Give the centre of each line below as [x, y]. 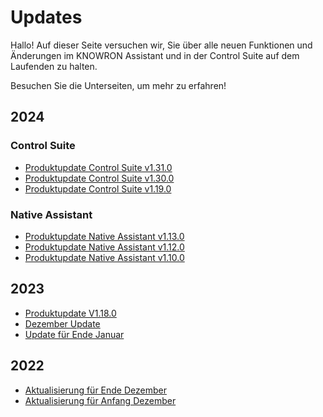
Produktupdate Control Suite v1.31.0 [98, 167]
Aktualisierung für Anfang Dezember [100, 400]
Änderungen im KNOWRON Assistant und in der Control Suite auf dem [155, 55]
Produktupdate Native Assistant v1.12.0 [104, 247]
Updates [46, 17]
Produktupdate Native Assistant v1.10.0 [104, 257]
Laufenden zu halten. [54, 66]
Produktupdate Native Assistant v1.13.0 [104, 236]
